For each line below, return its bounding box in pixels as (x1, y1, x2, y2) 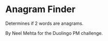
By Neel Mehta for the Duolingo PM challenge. (5, 30, 103, 36)
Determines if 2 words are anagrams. (5, 20, 83, 26)
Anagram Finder (5, 4, 76, 15)
